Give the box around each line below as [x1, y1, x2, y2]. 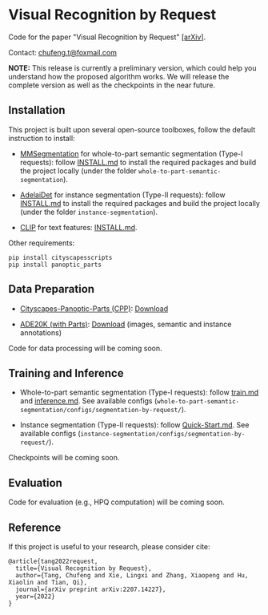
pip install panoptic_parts [8, 261, 102, 269]
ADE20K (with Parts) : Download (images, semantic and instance [19, 319, 232, 329]
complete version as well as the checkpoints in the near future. [8, 80, 216, 90]
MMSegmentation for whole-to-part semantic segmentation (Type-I [19, 148, 243, 158]
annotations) [19, 327, 62, 338]
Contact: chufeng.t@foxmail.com [8, 47, 118, 57]
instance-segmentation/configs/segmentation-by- [80, 431, 246, 439]
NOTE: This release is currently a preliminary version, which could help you [8, 63, 257, 73]
